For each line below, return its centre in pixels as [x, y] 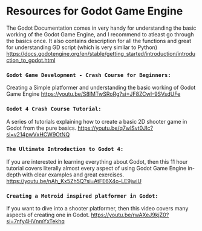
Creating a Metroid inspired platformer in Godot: [82, 196]
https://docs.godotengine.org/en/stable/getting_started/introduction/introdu [101, 53]
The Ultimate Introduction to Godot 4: [65, 149]
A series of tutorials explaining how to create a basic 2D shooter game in [97, 121]
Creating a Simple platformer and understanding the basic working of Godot [101, 88]
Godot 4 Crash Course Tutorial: [54, 109]
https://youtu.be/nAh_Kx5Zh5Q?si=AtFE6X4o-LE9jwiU [74, 181]
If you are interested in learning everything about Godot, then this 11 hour [97, 161]
